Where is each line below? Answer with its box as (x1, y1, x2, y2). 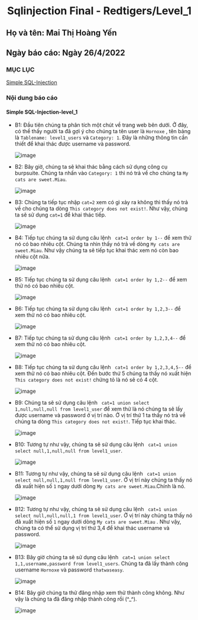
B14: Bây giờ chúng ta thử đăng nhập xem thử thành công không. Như (14, 589, 185, 596)
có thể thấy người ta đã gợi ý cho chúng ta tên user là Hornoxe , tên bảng (14, 128, 191, 135)
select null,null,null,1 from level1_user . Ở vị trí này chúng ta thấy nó (14, 512, 193, 519)
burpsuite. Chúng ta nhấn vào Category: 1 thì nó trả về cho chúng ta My (14, 170, 189, 177)
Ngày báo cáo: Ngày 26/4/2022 (6, 47, 125, 57)
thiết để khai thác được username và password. (14, 140, 131, 147)
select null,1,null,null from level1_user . (14, 447, 123, 454)
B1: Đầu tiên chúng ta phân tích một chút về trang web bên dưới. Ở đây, (14, 121, 189, 128)
